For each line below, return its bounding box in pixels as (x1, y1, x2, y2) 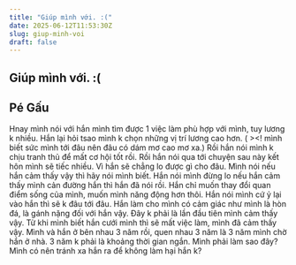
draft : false (9, 37, 57, 47)
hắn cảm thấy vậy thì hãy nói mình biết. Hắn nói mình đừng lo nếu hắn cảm (9, 170, 281, 181)
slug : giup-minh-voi (9, 29, 86, 38)
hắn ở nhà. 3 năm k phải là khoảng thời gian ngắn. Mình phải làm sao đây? (9, 236, 278, 247)
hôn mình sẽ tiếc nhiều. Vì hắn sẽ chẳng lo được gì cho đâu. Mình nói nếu (9, 161, 276, 172)
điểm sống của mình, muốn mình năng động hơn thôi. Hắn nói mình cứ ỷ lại (9, 189, 282, 200)
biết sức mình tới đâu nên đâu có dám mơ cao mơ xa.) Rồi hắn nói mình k (9, 142, 274, 153)
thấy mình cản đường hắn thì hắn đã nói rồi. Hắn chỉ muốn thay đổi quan (9, 180, 271, 191)
